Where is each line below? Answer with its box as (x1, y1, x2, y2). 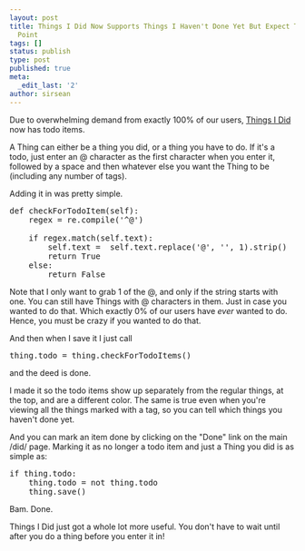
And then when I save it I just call (9, 332, 133, 343)
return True (47, 251, 102, 261)
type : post (9, 55, 51, 64)
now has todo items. (9, 123, 85, 134)
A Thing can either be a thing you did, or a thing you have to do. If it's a (9, 142, 275, 153)
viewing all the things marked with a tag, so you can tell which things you (9, 404, 283, 415)
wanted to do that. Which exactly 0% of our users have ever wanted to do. (9, 305, 288, 316)
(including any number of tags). (9, 170, 127, 182)
